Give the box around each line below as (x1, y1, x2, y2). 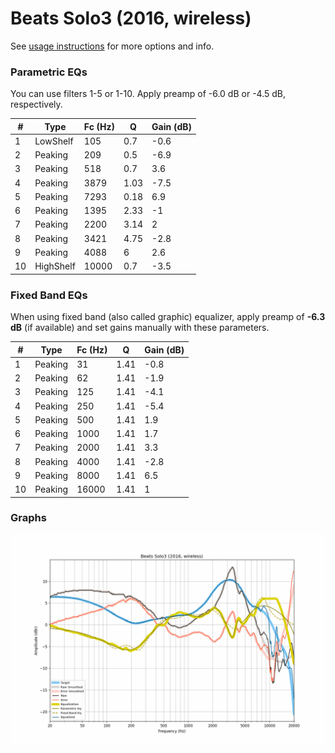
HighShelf (34, 260, 76, 272)
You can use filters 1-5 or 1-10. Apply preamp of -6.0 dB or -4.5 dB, (10, 88, 286, 100)
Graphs (10, 511, 47, 525)
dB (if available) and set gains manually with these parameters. (10, 322, 270, 334)
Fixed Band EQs (10, 288, 88, 302)
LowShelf (34, 135, 74, 147)
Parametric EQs (10, 65, 88, 79)
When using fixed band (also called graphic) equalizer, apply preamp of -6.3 (10, 311, 326, 323)
